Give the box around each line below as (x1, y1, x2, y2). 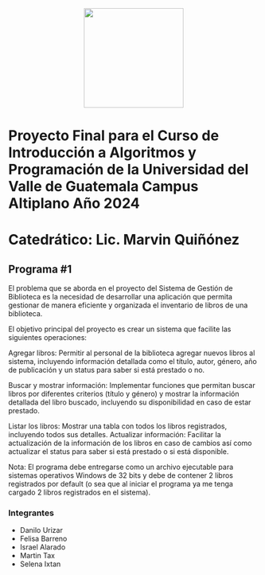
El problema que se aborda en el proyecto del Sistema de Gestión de (8, 284, 233, 293)
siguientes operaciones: (8, 333, 88, 342)
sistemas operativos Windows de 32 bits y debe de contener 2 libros (8, 471, 233, 480)
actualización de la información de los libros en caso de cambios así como (8, 438, 252, 448)
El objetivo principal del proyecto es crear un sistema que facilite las (8, 324, 232, 334)
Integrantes (8, 507, 54, 518)
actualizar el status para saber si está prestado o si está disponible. (8, 447, 229, 456)
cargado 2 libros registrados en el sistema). (8, 487, 151, 497)
